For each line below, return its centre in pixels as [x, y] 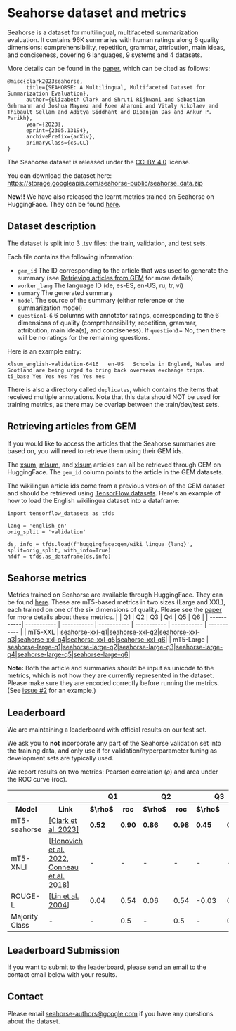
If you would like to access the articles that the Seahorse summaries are [111, 443]
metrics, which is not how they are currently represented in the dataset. [111, 675]
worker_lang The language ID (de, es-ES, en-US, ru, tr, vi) [100, 285]
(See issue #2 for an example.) [52, 691]
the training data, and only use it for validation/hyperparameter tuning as [112, 751]
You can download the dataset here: [60, 175]
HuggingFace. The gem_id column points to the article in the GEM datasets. [116, 472]
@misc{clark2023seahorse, [45, 81]
